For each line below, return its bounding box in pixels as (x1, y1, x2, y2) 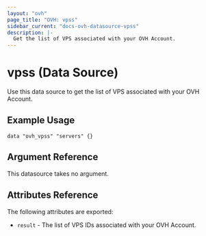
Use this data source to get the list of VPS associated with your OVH (7, 88, 200, 96)
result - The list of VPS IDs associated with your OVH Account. (16, 220, 196, 229)
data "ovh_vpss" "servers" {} (7, 133, 94, 140)
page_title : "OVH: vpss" (7, 16, 78, 23)
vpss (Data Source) (7, 65, 118, 81)
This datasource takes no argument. (7, 169, 110, 178)
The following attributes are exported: (7, 207, 114, 215)
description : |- (7, 29, 53, 36)
